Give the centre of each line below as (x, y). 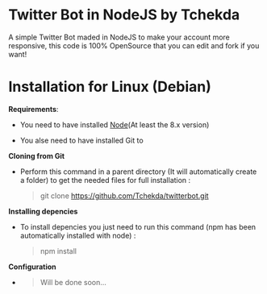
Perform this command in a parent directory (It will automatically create (138, 172)
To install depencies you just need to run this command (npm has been (138, 226)
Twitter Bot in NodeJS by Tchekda (124, 15)
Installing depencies (43, 211)
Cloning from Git (37, 155)
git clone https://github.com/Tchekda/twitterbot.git (124, 196)
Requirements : (33, 109)
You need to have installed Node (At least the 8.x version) (115, 124)
